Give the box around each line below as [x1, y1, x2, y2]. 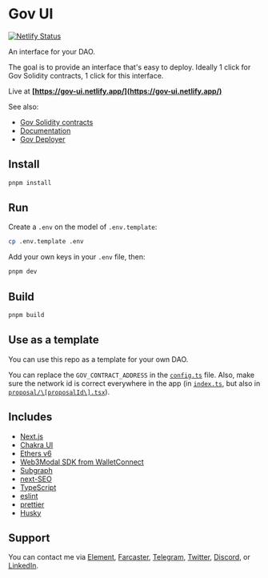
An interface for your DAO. [8, 46, 96, 56]
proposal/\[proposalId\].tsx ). [8, 387, 110, 396]
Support [8, 531, 50, 544]
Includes [8, 410, 53, 424]
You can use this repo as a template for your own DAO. [8, 354, 189, 364]
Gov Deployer [19, 134, 66, 144]
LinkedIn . [8, 561, 38, 571]
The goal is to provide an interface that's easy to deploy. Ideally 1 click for [8, 62, 251, 72]
